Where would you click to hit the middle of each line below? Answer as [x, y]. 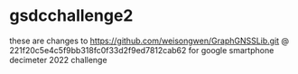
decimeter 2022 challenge [58, 60]
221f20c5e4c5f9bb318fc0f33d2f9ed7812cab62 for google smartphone [142, 50]
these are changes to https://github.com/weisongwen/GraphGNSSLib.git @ [149, 41]
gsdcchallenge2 [71, 16]
